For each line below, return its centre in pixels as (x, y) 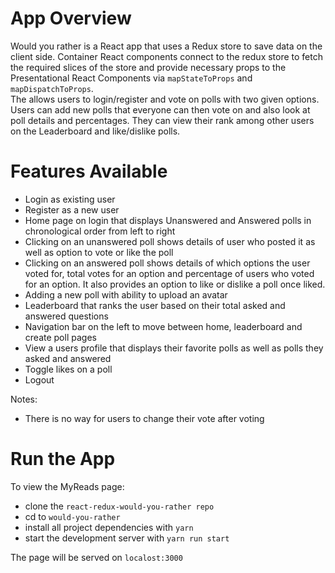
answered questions (66, 316)
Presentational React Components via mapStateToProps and (131, 78)
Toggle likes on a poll (68, 369)
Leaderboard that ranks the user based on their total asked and (155, 305)
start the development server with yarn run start (127, 538)
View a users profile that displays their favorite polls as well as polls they (174, 348)
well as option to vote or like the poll (99, 252)
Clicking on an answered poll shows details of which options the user (167, 263)
